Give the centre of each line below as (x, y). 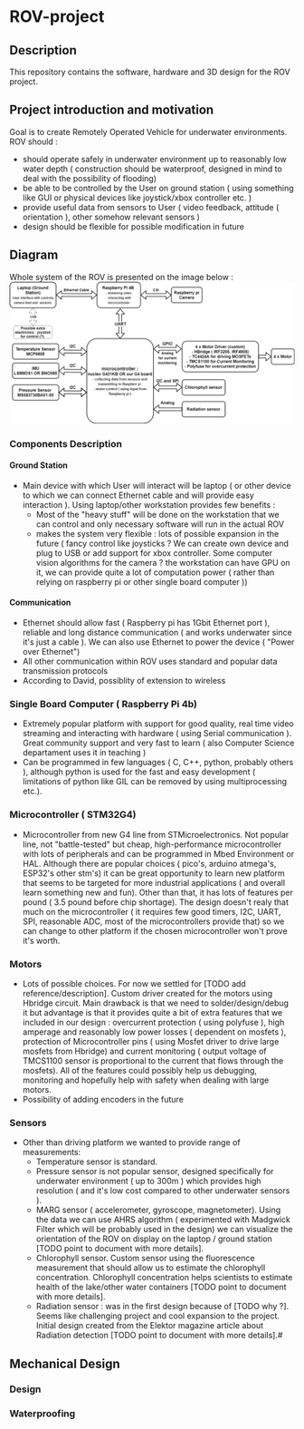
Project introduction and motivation (112, 110)
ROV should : (34, 141)
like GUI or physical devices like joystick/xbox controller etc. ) (137, 198)
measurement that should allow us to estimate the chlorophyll (151, 1268)
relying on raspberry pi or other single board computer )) (142, 581)
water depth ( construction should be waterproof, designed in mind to (152, 169)
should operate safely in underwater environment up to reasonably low (154, 159)
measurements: (52, 1152)
